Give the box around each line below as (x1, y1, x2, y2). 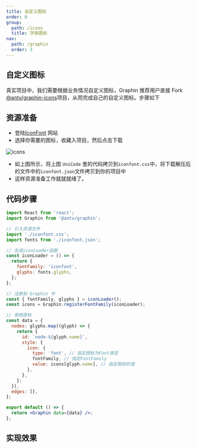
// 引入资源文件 (6, 226, 40, 232)
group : (6, 19, 22, 25)
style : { (21, 340, 43, 345)
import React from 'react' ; (6, 210, 75, 216)
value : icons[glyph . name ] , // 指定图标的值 (32, 361, 135, 367)
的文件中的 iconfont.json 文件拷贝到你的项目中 (14, 168, 126, 175)
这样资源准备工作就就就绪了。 (14, 175, 87, 182)
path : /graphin (11, 42, 49, 47)
